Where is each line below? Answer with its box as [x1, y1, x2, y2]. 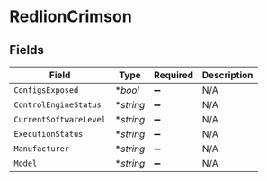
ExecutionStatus [13, 129, 84, 139]
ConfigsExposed [13, 86, 79, 95]
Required [154, 69, 194, 81]
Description [201, 69, 254, 81]
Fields [9, 42, 45, 58]
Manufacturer [13, 144, 70, 154]
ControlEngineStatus [13, 100, 102, 110]
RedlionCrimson [9, 6, 132, 27]
